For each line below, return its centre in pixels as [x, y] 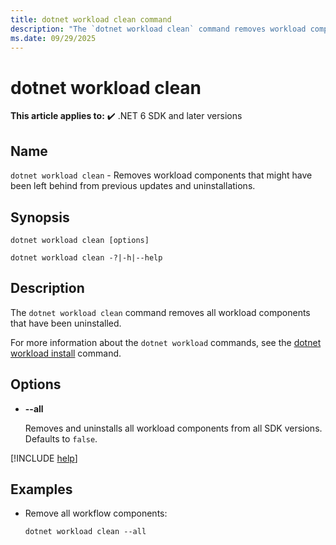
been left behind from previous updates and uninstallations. [133, 186]
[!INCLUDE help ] [44, 458]
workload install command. [66, 353]
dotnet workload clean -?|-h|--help [86, 257]
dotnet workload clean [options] [80, 240]
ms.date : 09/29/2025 [53, 38]
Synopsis [40, 217]
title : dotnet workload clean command [91, 19]
